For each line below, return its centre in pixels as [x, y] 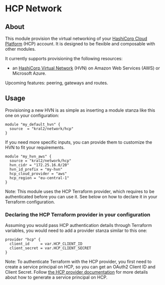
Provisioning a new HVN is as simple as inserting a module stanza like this [80, 110]
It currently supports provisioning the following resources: [64, 59]
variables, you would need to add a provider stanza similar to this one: [76, 231]
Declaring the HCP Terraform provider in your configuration [78, 215]
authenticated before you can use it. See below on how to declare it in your [81, 196]
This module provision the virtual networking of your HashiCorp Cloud [76, 38]
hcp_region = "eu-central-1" [39, 178]
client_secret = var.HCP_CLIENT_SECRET [50, 248]
